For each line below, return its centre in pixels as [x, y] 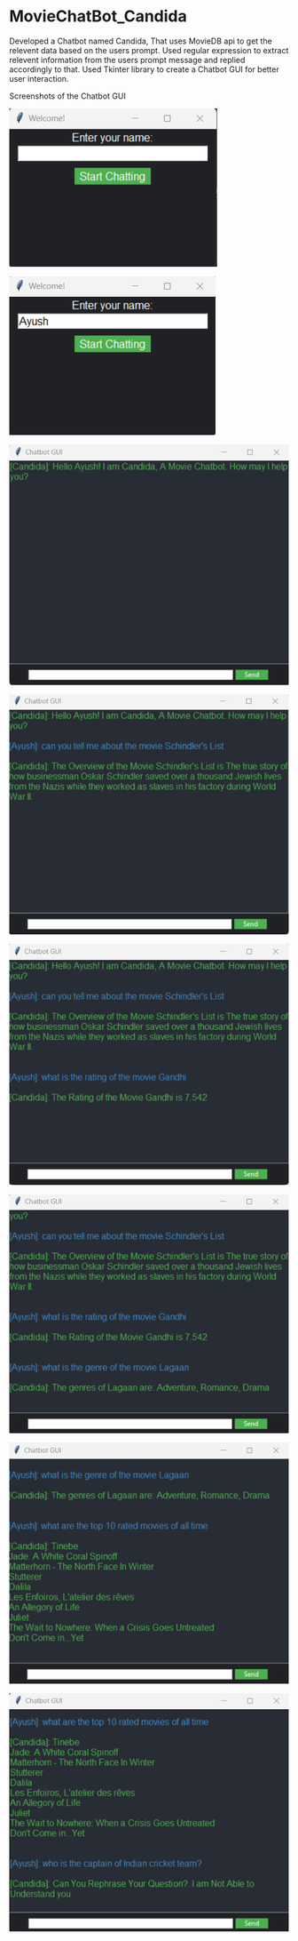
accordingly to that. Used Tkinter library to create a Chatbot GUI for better [144, 69]
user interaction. [39, 78]
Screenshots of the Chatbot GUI [67, 96]
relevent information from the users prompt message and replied [127, 60]
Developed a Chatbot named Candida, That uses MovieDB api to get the [141, 41]
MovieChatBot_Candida [98, 16]
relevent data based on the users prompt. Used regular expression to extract [149, 50]
